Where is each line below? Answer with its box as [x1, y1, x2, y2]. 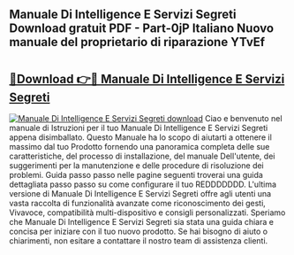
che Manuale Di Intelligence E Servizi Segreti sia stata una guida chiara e [9, 217, 274, 227]
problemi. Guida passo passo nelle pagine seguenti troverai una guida [9, 170, 263, 180]
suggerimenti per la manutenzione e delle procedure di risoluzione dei [9, 160, 265, 171]
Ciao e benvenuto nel [204, 113, 283, 123]
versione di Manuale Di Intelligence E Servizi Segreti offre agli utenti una [9, 189, 272, 198]
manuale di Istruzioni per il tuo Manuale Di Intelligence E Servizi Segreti [9, 123, 268, 133]
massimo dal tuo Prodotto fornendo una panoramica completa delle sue [9, 142, 270, 151]
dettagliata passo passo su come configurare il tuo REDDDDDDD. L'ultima [9, 179, 276, 189]
